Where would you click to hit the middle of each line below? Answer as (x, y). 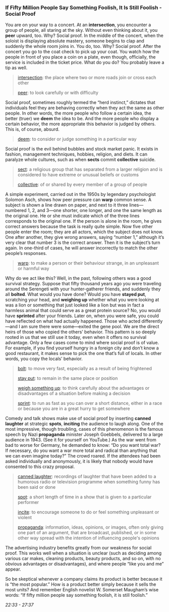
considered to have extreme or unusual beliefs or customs (78, 175)
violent (24, 518)
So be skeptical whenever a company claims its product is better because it (84, 579)
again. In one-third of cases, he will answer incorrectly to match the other (81, 248)
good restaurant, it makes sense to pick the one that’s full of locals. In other (83, 353)
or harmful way (33, 269)
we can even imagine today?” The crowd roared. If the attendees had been (83, 456)
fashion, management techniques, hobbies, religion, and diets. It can (76, 154)
